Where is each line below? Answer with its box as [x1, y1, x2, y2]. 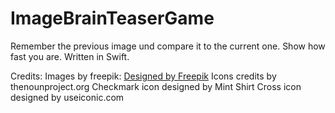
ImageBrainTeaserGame [10, 7, 215, 30]
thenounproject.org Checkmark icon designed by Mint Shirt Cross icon [10, 80, 302, 92]
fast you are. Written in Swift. [10, 50, 130, 62]
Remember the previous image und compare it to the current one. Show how [10, 40, 326, 52]
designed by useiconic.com [10, 91, 125, 103]
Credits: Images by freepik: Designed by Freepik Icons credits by [10, 70, 277, 82]
